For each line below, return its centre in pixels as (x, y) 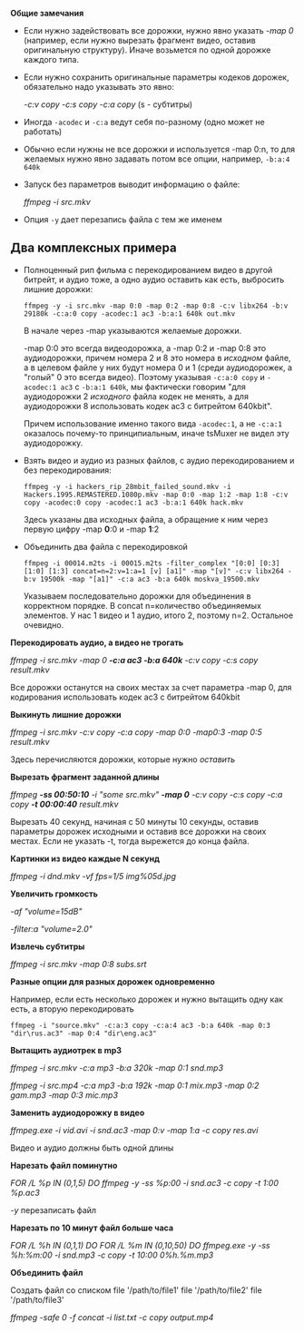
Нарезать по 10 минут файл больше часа (92, 1228)
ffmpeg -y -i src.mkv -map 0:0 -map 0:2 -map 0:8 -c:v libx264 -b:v (156, 306)
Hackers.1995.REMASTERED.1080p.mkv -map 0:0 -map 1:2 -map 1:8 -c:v (156, 495)
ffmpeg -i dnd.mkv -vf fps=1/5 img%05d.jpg (93, 876)
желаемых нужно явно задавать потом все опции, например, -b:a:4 (157, 159)
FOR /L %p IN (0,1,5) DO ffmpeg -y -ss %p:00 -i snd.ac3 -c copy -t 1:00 (145, 1182)
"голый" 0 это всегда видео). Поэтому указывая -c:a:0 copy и (144, 377)
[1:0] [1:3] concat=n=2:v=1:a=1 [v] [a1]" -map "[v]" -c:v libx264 (153, 571)
